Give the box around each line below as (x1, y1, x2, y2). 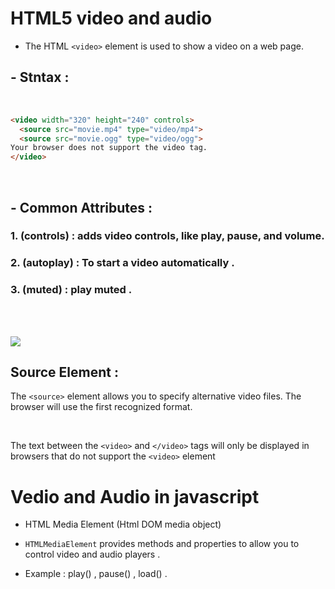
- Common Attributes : (10, 199, 153, 216)
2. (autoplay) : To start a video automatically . (10, 256, 235, 270)
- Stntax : (10, 69, 70, 86)
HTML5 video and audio (10, 7, 213, 30)
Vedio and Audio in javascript (10, 485, 260, 508)
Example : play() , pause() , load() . (24, 568, 168, 580)
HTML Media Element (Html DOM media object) (24, 518, 222, 531)
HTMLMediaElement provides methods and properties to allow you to (24, 538, 300, 550)
